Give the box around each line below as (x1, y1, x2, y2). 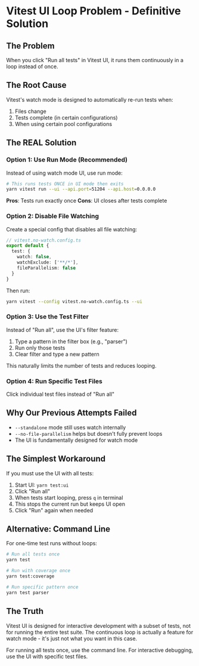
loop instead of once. (6, 63, 58, 70)
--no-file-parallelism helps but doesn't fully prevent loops (14, 430, 163, 437)
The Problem (6, 41, 55, 51)
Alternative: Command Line (6, 524, 111, 534)
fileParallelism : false (17, 265, 76, 271)
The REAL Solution (6, 138, 77, 148)
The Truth (6, 606, 43, 616)
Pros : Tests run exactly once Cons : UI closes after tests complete (6, 197, 167, 204)
